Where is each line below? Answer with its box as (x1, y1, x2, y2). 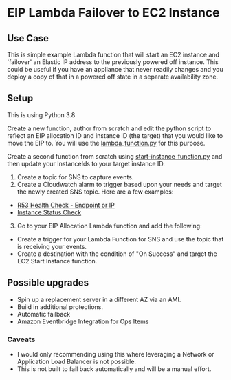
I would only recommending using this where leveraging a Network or (16, 350, 214, 358)
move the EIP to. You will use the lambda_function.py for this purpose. (7, 139, 206, 147)
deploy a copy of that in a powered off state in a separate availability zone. (7, 72, 219, 81)
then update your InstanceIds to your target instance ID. (7, 159, 165, 168)
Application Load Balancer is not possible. (16, 357, 136, 366)
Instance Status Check (16, 208, 82, 217)
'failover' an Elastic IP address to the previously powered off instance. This (7, 58, 219, 66)
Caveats (7, 334, 36, 344)
